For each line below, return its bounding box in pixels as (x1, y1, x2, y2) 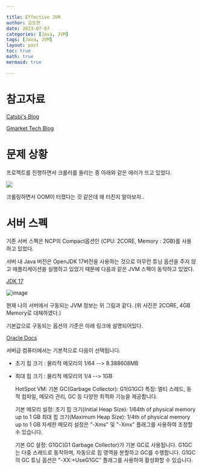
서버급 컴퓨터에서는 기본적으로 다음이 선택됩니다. (6, 347, 121, 354)
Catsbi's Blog (6, 113, 39, 120)
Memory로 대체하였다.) (6, 309, 62, 316)
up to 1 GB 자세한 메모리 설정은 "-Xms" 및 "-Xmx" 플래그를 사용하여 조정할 (14, 421, 193, 428)
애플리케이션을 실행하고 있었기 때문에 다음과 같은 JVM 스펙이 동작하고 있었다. (12, 266, 195, 273)
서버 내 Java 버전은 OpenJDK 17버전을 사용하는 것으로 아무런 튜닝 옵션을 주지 (6, 258, 190, 265)
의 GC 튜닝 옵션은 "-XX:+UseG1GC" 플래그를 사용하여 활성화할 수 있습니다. (14, 456, 193, 464)
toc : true (6, 48, 31, 54)
